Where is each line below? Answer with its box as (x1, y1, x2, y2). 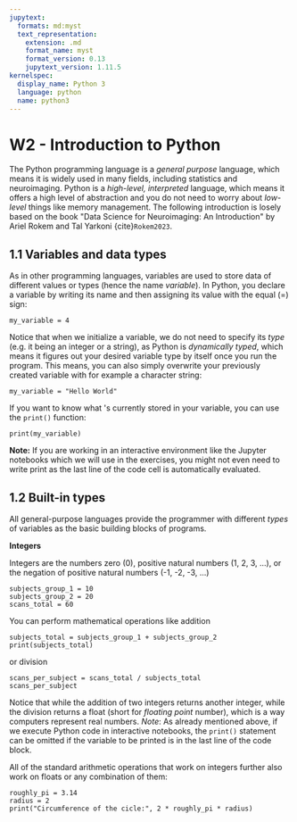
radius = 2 (9, 796, 50, 805)
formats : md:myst (17, 21, 82, 30)
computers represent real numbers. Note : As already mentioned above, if (9, 716, 278, 727)
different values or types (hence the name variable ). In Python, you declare (9, 280, 285, 291)
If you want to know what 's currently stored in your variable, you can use (9, 403, 279, 413)
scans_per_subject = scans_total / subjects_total (9, 673, 202, 683)
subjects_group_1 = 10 (9, 584, 94, 594)
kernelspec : (9, 71, 54, 80)
